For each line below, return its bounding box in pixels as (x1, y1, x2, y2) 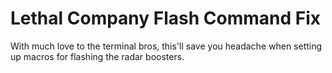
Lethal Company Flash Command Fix (10, 7, 322, 30)
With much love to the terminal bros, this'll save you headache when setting (10, 40, 323, 52)
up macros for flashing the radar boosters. (10, 50, 185, 62)
